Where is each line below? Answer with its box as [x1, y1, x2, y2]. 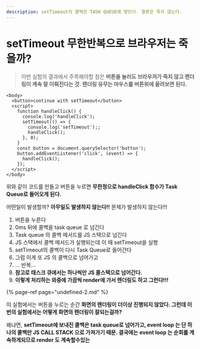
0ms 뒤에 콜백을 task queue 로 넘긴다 [14, 224, 105, 231]
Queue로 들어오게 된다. [6, 190, 62, 198]
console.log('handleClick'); [22, 113, 95, 119]
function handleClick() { [17, 108, 82, 115]
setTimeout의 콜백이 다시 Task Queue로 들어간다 [14, 246, 132, 253]
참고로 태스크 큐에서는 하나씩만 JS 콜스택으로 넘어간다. [14, 269, 142, 276]
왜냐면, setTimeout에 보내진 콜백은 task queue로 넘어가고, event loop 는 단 [6, 321, 186, 329]
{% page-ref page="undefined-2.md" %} [6, 288, 109, 295]
